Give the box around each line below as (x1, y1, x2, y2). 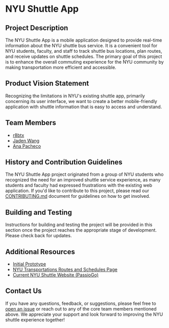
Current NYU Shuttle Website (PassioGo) (12, 272, 99, 278)
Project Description (5, 24, 68, 32)
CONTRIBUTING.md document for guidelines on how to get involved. (5, 193, 151, 199)
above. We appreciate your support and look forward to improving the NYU (5, 311, 163, 317)
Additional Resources (5, 247, 75, 256)
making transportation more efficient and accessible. (5, 65, 116, 70)
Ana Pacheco (12, 143, 41, 149)
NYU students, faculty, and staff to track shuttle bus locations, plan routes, (5, 48, 162, 54)
